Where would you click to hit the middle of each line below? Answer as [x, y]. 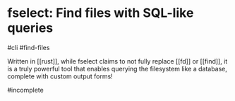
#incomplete [25, 90]
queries [30, 28]
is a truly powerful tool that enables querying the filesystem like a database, [117, 69]
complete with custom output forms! [60, 76]
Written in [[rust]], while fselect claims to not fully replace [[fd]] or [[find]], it [117, 61]
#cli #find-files [29, 47]
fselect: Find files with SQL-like [101, 13]
